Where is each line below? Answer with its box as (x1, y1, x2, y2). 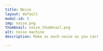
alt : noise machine (5, 30, 45, 34)
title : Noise (5, 7, 32, 12)
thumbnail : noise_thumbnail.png (5, 25, 70, 30)
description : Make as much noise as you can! (5, 34, 99, 39)
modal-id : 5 (5, 16, 29, 21)
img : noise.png (5, 20, 36, 26)
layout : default (5, 12, 38, 17)
